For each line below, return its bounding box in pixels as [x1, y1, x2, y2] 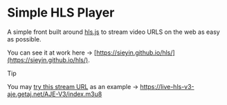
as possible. [7, 35, 42, 43]
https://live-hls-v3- [140, 82, 195, 90]
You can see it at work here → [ [7, 48, 97, 57]
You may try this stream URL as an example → [7, 82, 139, 90]
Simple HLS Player [7, 5, 115, 21]
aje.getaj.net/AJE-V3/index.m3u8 [7, 90, 102, 98]
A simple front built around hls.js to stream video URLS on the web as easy [7, 28, 220, 36]
